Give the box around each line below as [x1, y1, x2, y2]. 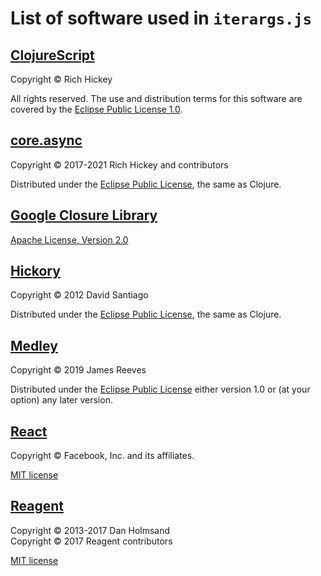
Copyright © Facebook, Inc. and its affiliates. [10, 450, 195, 462]
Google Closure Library [10, 207, 158, 224]
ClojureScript [10, 47, 95, 64]
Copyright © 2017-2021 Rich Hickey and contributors [10, 158, 229, 171]
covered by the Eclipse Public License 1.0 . [10, 103, 183, 115]
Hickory [10, 263, 61, 280]
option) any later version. [10, 394, 113, 406]
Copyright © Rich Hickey [10, 73, 113, 85]
